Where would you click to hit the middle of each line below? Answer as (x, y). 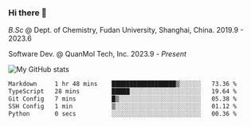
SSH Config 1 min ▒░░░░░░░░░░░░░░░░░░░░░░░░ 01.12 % (123, 106)
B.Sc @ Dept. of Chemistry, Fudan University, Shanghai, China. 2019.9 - (126, 30)
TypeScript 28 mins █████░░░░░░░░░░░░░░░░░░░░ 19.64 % (123, 92)
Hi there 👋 (28, 13)
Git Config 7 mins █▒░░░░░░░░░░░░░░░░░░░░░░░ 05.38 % (123, 99)
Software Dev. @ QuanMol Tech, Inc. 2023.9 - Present (98, 54)
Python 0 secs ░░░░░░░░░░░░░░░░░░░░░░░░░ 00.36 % (123, 114)
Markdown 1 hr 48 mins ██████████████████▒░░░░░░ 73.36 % (123, 84)
